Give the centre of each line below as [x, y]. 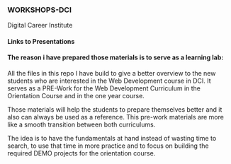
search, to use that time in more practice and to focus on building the [108, 146]
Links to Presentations [41, 41]
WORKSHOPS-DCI [40, 10]
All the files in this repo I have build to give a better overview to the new [112, 74]
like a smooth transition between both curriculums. [81, 124]
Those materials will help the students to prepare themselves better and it [115, 110]
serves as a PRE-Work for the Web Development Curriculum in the [104, 88]
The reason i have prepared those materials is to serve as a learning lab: [115, 57]
